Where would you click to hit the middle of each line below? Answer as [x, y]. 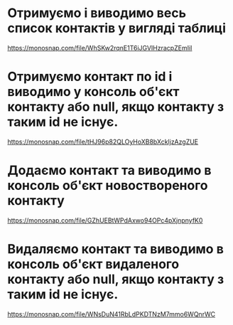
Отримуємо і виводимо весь [97, 13]
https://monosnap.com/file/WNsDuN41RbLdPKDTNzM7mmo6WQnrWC [111, 314]
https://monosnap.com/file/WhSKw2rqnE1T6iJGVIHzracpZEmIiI [100, 48]
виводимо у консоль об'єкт [93, 92]
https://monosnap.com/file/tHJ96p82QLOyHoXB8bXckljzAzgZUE [103, 142]
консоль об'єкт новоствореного [108, 186]
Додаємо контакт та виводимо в [109, 170]
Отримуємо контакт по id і [90, 77]
